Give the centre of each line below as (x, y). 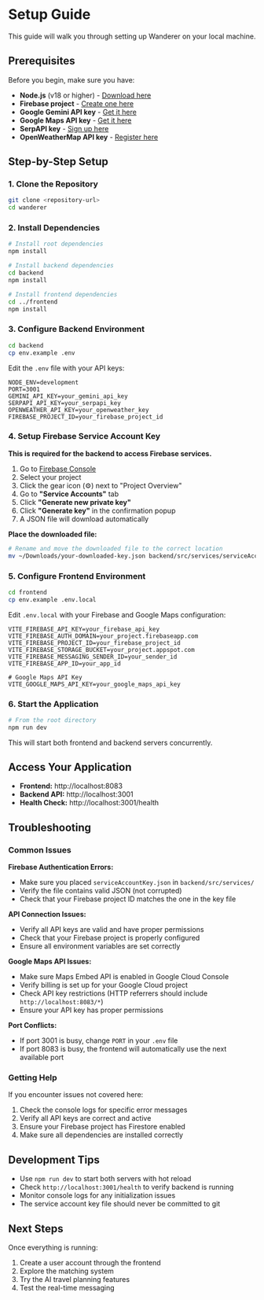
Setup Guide (49, 15)
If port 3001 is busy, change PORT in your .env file (99, 1040)
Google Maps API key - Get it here (75, 120)
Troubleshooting (50, 827)
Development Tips (54, 1160)
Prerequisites (42, 61)
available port (42, 1057)
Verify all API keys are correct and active (85, 1118)
